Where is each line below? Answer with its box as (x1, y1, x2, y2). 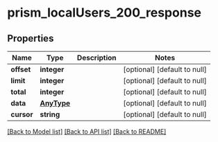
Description (76, 53, 117, 62)
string (40, 109, 60, 119)
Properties (7, 33, 54, 44)
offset (10, 64, 31, 74)
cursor (10, 109, 33, 119)
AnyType (40, 98, 71, 108)
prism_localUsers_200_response (7, 5, 201, 21)
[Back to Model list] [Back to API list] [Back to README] (7, 127, 167, 136)
